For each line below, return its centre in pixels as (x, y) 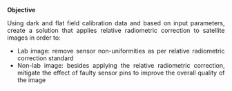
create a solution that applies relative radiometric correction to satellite (116, 30)
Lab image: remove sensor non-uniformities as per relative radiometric (121, 51)
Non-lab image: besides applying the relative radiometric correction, (121, 65)
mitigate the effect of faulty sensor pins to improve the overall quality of (121, 73)
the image (31, 80)
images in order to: (34, 38)
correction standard (45, 58)
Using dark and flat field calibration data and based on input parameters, (116, 23)
